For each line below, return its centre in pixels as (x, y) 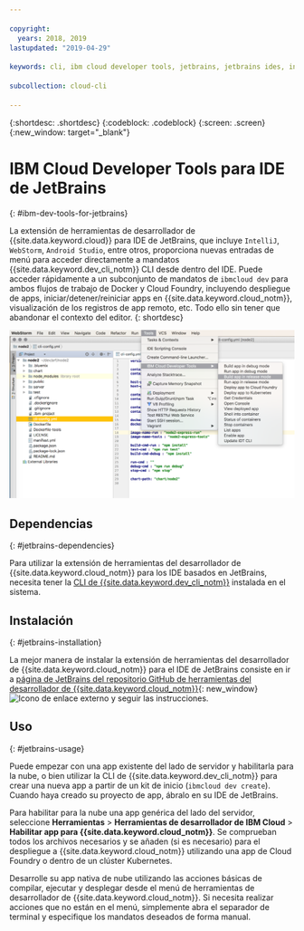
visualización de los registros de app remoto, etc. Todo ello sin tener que (145, 307)
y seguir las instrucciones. (160, 698)
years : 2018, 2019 (52, 38)
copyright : (30, 29)
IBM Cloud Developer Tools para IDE (147, 168)
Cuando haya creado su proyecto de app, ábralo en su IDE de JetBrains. (144, 795)
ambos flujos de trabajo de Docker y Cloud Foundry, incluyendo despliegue (150, 288)
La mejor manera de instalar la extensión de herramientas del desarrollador (149, 659)
